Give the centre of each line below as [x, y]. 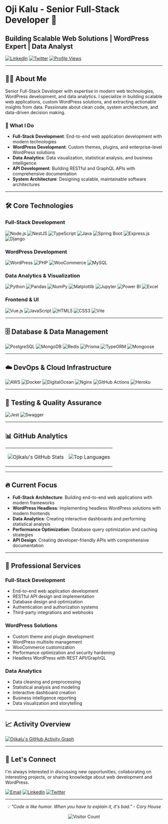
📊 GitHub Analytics [36, 436]
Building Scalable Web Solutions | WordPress [77, 38]
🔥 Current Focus [31, 485]
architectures [26, 185]
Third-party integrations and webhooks [53, 612]
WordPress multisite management [47, 642]
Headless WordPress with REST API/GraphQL [59, 658]
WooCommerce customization [43, 647]
